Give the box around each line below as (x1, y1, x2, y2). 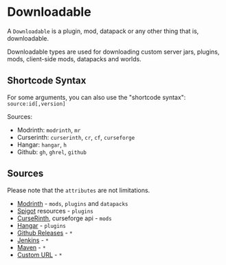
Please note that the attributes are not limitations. (7, 186, 150, 194)
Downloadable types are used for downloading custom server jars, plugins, (7, 47, 220, 56)
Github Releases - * (16, 229, 74, 237)
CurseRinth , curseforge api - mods (16, 214, 112, 222)
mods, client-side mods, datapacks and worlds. (7, 54, 142, 63)
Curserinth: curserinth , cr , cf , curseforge (16, 133, 135, 141)
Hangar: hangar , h (16, 140, 67, 149)
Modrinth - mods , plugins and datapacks (16, 199, 128, 207)
